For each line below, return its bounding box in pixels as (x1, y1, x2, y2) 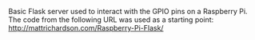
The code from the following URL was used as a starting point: (8, 15, 214, 24)
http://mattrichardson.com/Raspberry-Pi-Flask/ (8, 24, 164, 32)
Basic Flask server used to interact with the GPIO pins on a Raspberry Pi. (8, 7, 248, 16)
